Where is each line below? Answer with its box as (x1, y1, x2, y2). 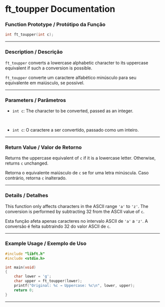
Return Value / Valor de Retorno (5, 144, 82, 151)
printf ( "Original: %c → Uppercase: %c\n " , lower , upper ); (14, 283, 135, 288)
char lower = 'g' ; (14, 274, 52, 279)
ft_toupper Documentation (5, 3, 115, 15)
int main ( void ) (5, 265, 36, 270)
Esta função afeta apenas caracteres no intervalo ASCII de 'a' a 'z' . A (5, 218, 148, 224)
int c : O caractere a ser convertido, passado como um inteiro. (12, 127, 139, 133)
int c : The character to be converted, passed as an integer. (12, 107, 134, 114)
